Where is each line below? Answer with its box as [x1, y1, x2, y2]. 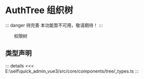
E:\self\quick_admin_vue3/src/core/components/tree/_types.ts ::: [5, 68, 139, 74]
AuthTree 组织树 [5, 5, 73, 16]
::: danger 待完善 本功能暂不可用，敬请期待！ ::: [5, 22, 103, 28]
